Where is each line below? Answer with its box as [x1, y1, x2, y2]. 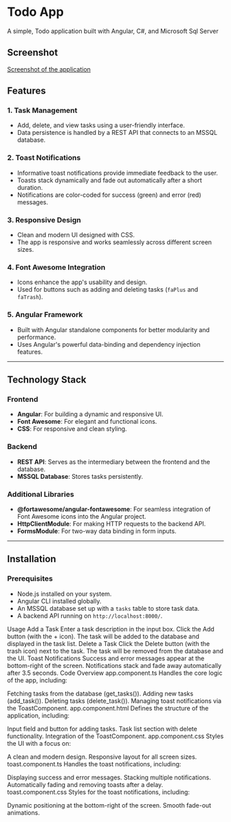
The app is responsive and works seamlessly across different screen [16, 238, 212, 246]
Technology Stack [7, 374, 87, 386]
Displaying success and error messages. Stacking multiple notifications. [7, 773, 212, 781]
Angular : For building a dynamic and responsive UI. [16, 410, 164, 418]
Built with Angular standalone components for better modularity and [16, 325, 210, 334]
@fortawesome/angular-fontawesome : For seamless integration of [16, 505, 211, 513]
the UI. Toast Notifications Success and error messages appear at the [7, 654, 205, 662]
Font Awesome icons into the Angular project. [16, 512, 146, 520]
